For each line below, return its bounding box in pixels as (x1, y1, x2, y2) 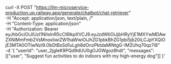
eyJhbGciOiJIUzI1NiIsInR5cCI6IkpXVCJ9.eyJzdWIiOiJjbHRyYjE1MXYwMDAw (5, 31, 166, 37)
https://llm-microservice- (36, 5, 89, 10)
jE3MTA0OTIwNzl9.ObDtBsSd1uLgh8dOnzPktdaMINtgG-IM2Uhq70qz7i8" (5, 42, 160, 48)
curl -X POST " (5, 5, 37, 10)
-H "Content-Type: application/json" (5, 20, 81, 26)
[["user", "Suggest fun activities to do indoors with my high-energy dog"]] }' (5, 53, 165, 59)
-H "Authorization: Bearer (5, 26, 59, 32)
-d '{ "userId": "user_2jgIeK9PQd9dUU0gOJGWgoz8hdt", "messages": (5, 48, 155, 53)
